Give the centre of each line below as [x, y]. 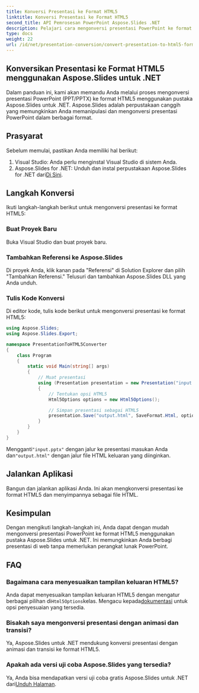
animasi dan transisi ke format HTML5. [53, 649]
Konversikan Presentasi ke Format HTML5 [85, 69]
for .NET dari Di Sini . [39, 174]
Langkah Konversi [40, 193]
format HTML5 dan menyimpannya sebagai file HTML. [72, 494]
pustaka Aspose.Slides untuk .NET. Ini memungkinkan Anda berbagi [89, 540]
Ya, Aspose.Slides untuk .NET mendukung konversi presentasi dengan [92, 643]
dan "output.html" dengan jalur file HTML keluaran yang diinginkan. [89, 455]
